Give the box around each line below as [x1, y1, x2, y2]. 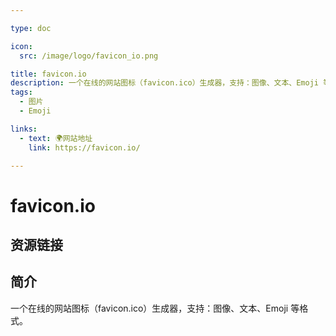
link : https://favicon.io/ [28, 142, 141, 153]
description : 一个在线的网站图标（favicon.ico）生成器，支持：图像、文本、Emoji [10, 78, 319, 88]
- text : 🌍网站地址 [19, 133, 93, 143]
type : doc [10, 23, 52, 33]
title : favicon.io [10, 69, 87, 79]
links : [10, 124, 38, 134]
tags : [10, 87, 33, 98]
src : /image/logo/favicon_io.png [19, 51, 159, 61]
